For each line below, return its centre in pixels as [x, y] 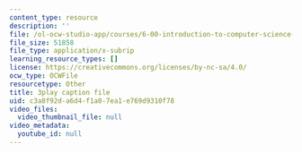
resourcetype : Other [48, 84]
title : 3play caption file [60, 92]
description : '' [40, 26]
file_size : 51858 [42, 42]
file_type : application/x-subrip [72, 51]
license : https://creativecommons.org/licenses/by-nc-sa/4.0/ [128, 68]
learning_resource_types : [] [64, 59]
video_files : [34, 109]
